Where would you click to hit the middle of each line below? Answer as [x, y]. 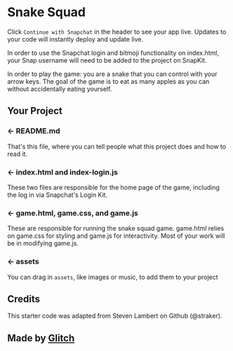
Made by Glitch [41, 338]
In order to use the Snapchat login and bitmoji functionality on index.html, [113, 53]
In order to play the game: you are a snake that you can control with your [112, 74]
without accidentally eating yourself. [60, 89]
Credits [24, 299]
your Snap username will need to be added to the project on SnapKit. [107, 60]
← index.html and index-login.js [62, 172]
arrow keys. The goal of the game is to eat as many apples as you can [108, 81]
